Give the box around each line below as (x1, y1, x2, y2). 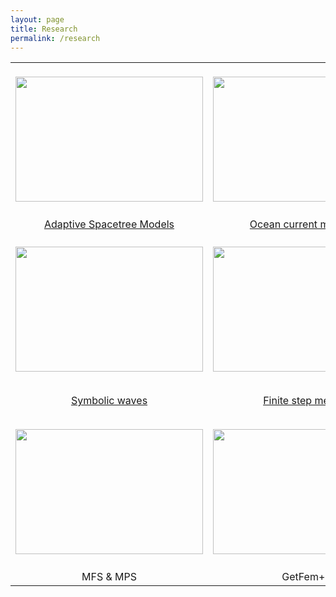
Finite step (263, 394, 313, 408)
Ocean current (249, 217, 318, 231)
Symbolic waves (70, 394, 148, 408)
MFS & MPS (81, 570, 137, 584)
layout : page (10, 14, 65, 25)
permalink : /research (10, 33, 101, 43)
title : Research (10, 24, 78, 34)
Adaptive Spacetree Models (43, 217, 175, 231)
